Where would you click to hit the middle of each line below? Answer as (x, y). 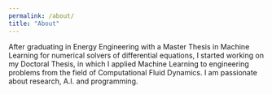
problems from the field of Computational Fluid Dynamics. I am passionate (133, 72)
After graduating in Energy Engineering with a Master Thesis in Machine (129, 46)
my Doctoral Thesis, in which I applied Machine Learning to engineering (129, 64)
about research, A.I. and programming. (73, 81)
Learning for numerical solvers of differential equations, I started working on (136, 55)
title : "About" (34, 23)
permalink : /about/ (42, 16)
